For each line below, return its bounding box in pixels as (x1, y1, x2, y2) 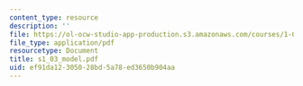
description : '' (9, 21, 70, 30)
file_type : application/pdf (9, 38, 115, 47)
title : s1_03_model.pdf (9, 55, 99, 64)
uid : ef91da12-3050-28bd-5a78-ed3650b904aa (9, 64, 176, 73)
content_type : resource (9, 13, 99, 22)
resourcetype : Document (9, 47, 99, 56)
